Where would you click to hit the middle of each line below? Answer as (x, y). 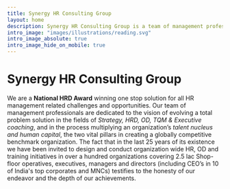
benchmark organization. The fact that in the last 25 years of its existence (111, 142)
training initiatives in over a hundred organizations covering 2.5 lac (101, 156)
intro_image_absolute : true (47, 39)
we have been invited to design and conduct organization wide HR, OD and (113, 149)
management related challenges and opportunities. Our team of (97, 105)
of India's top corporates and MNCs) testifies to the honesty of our (101, 171)
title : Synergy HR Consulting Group (59, 13)
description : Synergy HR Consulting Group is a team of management (105, 26)
